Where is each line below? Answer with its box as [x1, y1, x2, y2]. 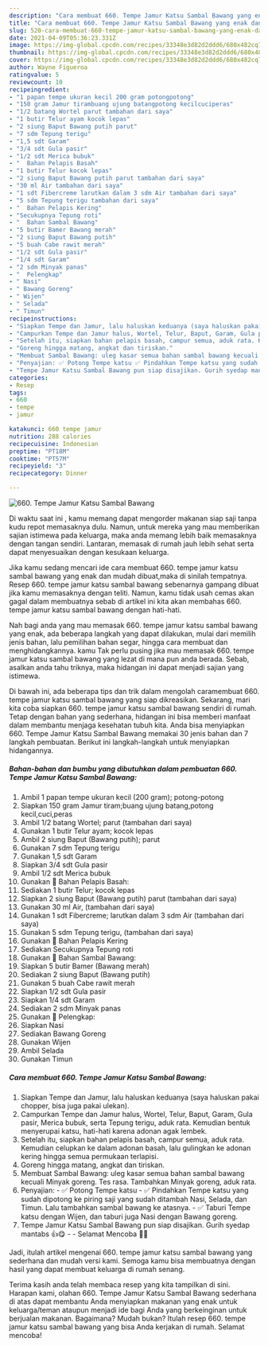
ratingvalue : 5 [9, 71, 60, 79]
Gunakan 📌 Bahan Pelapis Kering [20, 936, 129, 945]
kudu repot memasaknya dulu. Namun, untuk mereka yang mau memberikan [9, 522, 260, 531]
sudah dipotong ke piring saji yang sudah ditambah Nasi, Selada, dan [20, 1194, 247, 1204]
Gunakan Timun [20, 1054, 73, 1064]
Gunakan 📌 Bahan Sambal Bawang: [20, 952, 137, 962]
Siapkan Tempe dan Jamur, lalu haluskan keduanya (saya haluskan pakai [20, 1092, 259, 1102]
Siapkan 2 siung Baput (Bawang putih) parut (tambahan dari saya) [20, 894, 237, 903]
